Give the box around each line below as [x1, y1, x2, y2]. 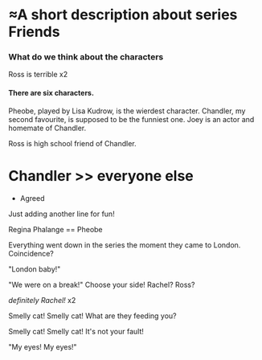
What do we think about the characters [8, 51, 164, 63]
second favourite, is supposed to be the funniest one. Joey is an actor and [8, 114, 255, 124]
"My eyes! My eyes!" [8, 342, 78, 351]
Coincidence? [8, 248, 54, 258]
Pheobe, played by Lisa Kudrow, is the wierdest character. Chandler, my [8, 106, 246, 116]
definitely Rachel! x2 [8, 295, 76, 305]
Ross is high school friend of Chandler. [8, 138, 137, 148]
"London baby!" [8, 264, 61, 274]
